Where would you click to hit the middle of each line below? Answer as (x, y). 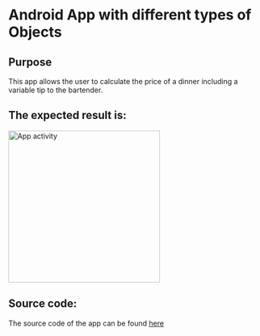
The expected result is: (67, 115)
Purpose (30, 62)
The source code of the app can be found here (86, 323)
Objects (35, 32)
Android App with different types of (130, 15)
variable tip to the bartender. (56, 90)
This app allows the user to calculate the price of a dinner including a (123, 81)
